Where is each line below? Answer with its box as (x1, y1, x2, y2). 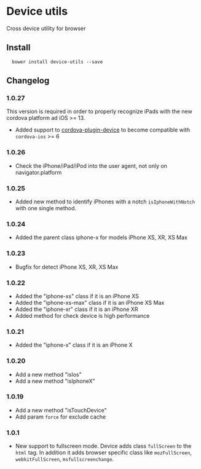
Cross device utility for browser (6, 25, 86, 32)
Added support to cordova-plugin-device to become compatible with (15, 126, 191, 133)
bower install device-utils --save (12, 58, 103, 65)
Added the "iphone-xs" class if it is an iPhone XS (15, 292, 140, 299)
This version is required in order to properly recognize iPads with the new (6, 108, 192, 115)
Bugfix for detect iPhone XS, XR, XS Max (15, 263, 119, 270)
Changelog (6, 76, 50, 86)
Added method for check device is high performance (15, 312, 150, 319)
